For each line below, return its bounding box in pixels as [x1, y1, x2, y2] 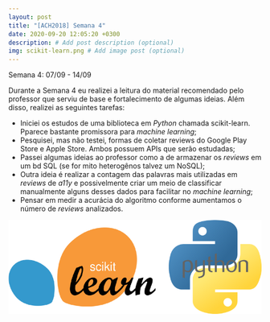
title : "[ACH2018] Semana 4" [8, 21, 106, 30]
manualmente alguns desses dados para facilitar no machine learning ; [19, 187, 253, 196]
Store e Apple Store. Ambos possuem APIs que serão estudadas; [19, 144, 235, 154]
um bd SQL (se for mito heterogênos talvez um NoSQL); [19, 161, 206, 171]
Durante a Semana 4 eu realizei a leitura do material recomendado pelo [8, 85, 244, 96]
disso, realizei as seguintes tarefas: [8, 103, 125, 113]
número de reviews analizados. [19, 204, 124, 213]
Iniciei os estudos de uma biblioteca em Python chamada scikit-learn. [19, 118, 251, 128]
